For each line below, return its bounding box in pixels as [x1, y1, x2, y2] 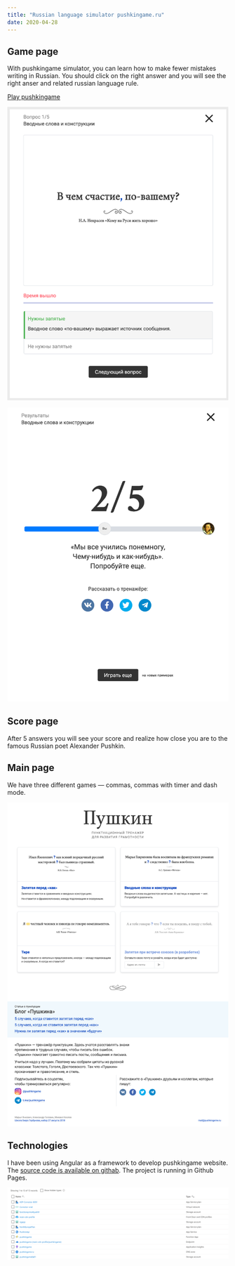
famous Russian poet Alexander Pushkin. [7, 741, 126, 750]
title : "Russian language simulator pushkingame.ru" [7, 11, 165, 18]
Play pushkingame [7, 93, 61, 101]
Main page [7, 762, 55, 774]
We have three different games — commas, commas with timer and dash [7, 780, 217, 789]
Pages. [7, 1173, 27, 1182]
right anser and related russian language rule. [7, 79, 139, 88]
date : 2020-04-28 [7, 18, 58, 26]
